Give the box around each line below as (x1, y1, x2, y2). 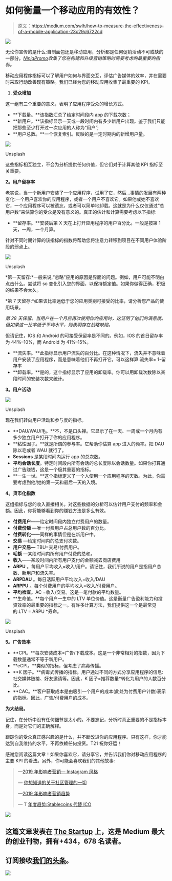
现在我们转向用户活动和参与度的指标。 (5, 417, 86, 423)
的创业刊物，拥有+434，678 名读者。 (5, 837, 125, 846)
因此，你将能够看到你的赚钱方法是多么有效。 (14, 507, 109, 514)
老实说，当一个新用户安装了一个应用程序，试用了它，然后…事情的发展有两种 (5, 190, 166, 196)
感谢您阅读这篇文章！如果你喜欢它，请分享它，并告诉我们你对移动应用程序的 (5, 751, 167, 757)
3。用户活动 (5, 386, 31, 392)
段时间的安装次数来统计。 (12, 376, 67, 382)
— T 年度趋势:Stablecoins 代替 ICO (17, 801, 92, 807)
